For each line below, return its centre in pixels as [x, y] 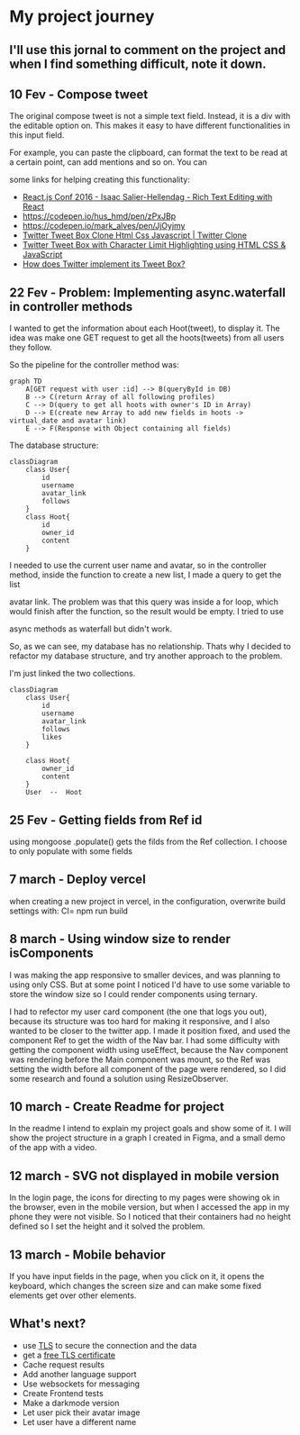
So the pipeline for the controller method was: [95, 365]
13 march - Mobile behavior [88, 1254]
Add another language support [79, 1374]
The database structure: [54, 445]
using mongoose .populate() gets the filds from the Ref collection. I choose [148, 842]
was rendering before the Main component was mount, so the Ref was [140, 1059]
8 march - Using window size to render [120, 939]
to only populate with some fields [71, 851]
